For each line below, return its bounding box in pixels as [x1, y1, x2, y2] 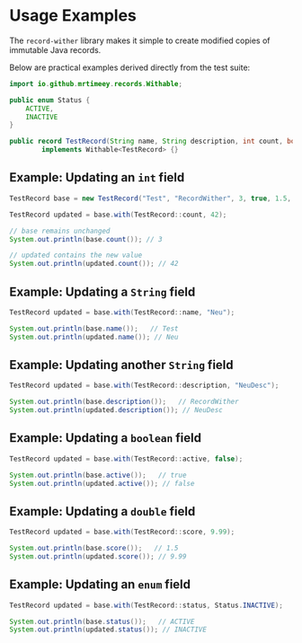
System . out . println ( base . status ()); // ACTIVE [9, 617, 195, 626]
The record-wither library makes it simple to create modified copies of [9, 35, 271, 46]
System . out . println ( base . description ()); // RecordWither [9, 397, 240, 407]
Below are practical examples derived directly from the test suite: [9, 62, 251, 73]
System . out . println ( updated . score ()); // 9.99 [9, 552, 187, 561]
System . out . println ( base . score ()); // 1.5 [9, 544, 179, 553]
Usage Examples [9, 5, 138, 26]
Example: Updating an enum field [9, 577, 191, 593]
